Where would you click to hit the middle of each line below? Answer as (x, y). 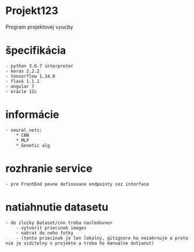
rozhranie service (49, 169)
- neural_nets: (24, 130)
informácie (32, 115)
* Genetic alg (33, 145)
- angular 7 (20, 86)
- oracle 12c (21, 92)
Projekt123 (32, 11)
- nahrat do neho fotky (45, 233)
